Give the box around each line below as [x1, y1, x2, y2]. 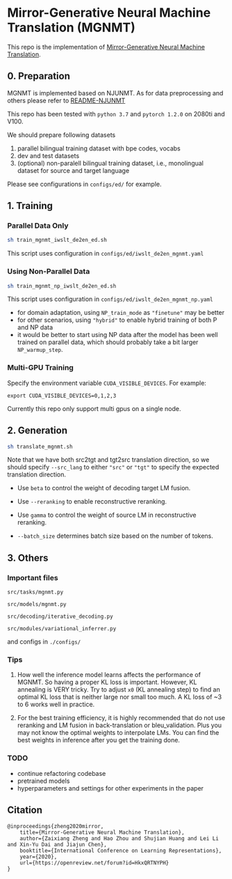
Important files [7, 573, 58, 582]
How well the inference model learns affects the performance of [17, 671, 201, 679]
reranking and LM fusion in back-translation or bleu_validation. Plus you [17, 721, 222, 729]
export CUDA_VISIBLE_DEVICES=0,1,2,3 [7, 392, 117, 399]
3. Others [7, 552, 49, 563]
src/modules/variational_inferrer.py [7, 625, 117, 632]
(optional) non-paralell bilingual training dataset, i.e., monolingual [17, 159, 204, 167]
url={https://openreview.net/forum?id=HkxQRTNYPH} [19, 859, 169, 866]
